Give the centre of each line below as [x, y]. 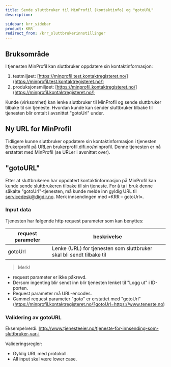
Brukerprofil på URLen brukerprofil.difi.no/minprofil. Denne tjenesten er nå [83, 147]
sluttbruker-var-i [22, 334]
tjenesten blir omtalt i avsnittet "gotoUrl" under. [55, 113]
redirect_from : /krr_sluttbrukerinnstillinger [55, 34]
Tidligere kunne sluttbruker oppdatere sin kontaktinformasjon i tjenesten [81, 141]
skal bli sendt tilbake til [79, 255]
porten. [20, 288]
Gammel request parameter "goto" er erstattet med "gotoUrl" [77, 299]
